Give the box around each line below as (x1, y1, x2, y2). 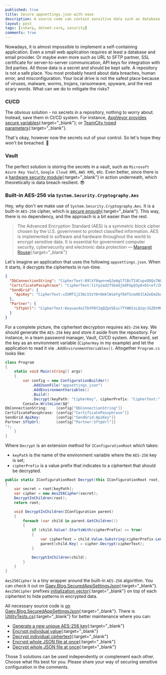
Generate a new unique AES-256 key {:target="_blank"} (12, 623, 125, 629)
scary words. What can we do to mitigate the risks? (5, 86, 110, 91)
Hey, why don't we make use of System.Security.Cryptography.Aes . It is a (5, 203, 155, 209)
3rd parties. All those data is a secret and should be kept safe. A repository (5, 65, 158, 71)
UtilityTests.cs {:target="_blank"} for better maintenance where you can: (5, 614, 151, 620)
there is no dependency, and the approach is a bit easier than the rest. (5, 213, 148, 219)
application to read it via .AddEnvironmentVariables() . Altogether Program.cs (5, 345, 160, 351)
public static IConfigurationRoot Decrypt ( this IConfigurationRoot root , (5, 477, 161, 482)
